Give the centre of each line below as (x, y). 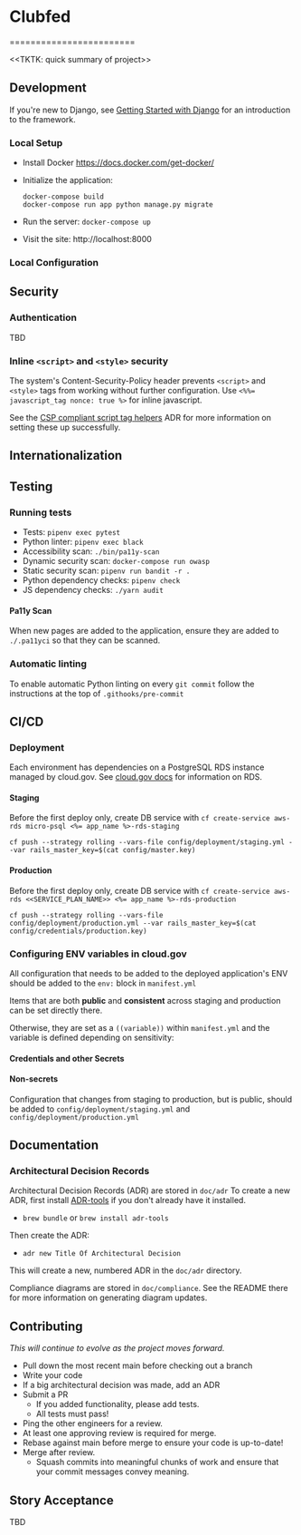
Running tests (41, 512)
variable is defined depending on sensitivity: (92, 1037)
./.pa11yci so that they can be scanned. (85, 640)
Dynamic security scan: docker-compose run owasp (116, 561)
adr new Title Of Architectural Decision (101, 1254)
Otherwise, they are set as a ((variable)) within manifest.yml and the (140, 1027)
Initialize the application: (67, 180)
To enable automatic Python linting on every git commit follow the (132, 684)
